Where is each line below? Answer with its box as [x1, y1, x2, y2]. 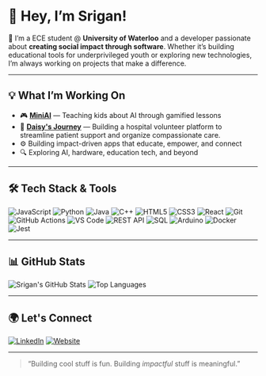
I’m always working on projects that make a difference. [8, 59, 187, 68]
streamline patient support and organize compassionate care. [19, 130, 221, 139]
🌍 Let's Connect [8, 311, 93, 325]
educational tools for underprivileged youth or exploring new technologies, [8, 50, 252, 59]
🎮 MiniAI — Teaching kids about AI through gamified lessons [19, 110, 222, 120]
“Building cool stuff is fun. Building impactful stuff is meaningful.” [27, 359, 241, 369]
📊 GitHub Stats [8, 255, 85, 268]
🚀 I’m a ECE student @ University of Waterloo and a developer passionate [8, 33, 251, 43]
